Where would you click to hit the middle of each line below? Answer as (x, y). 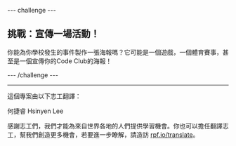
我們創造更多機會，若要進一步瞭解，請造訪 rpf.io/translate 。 (112, 134)
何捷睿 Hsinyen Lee (35, 111)
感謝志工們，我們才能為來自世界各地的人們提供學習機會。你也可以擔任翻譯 (115, 126)
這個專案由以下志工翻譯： (44, 96)
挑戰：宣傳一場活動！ (53, 34)
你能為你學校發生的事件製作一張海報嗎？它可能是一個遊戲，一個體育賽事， (115, 52)
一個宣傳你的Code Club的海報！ (66, 61)
